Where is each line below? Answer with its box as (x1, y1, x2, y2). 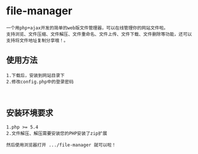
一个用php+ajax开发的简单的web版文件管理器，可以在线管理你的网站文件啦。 (6, 25, 168, 31)
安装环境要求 (6, 108, 54, 118)
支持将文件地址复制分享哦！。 (6, 37, 68, 43)
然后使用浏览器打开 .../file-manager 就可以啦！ (6, 142, 117, 148)
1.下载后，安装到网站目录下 (6, 73, 65, 78)
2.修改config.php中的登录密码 (6, 78, 74, 84)
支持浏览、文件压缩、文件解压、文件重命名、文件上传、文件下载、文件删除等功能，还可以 (6, 31, 192, 37)
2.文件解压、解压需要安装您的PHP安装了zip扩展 (6, 130, 108, 136)
